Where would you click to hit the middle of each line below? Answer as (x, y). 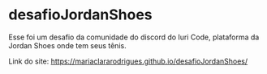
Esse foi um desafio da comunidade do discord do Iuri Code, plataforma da (134, 37)
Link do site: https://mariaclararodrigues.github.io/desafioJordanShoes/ (128, 61)
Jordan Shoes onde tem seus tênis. (68, 45)
